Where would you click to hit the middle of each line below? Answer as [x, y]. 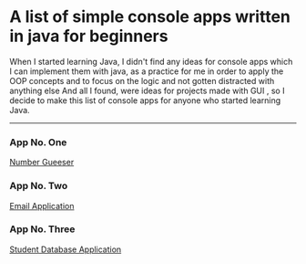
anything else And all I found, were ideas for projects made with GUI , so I [147, 90]
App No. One [38, 142]
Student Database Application [66, 249]
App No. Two [39, 186]
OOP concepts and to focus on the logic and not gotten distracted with [142, 80]
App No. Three [42, 229]
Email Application [42, 206]
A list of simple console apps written [150, 17]
